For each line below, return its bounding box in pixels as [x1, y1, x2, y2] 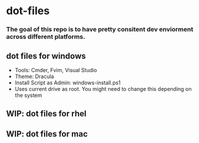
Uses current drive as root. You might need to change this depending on [14, 85, 192, 92]
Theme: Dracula [14, 73, 55, 80]
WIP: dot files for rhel [6, 109, 87, 119]
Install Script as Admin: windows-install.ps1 [14, 79, 121, 86]
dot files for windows [6, 51, 86, 61]
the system [14, 92, 43, 99]
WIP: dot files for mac [6, 129, 88, 139]
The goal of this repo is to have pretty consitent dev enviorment [6, 25, 194, 34]
